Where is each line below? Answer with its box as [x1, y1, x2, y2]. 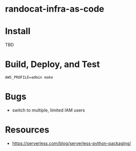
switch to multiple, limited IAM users [12, 107, 85, 113]
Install [5, 26, 31, 37]
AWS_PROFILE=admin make [5, 75, 54, 80]
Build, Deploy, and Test [5, 59, 100, 70]
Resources [5, 124, 50, 135]
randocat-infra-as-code [5, 3, 104, 15]
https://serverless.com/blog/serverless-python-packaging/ [12, 140, 132, 146]
